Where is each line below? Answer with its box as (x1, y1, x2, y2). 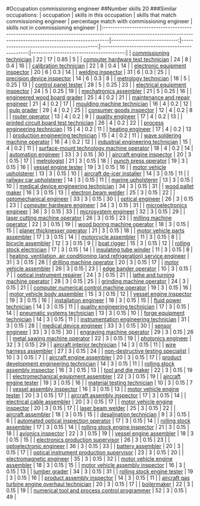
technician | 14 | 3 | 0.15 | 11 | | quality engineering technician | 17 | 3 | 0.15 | (6, 303, 189, 310)
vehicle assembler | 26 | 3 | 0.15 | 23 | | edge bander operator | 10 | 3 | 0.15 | (6, 265, 192, 272)
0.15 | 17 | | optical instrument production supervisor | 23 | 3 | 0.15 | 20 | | (6, 449, 184, 456)
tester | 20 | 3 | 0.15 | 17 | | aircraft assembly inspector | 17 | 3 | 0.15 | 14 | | (6, 392, 186, 399)
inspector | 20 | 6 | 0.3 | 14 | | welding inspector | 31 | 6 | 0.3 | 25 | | (6, 69, 171, 75)
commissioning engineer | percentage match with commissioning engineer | (6, 18, 193, 24)
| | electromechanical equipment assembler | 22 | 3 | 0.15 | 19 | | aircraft (6, 373, 181, 379)
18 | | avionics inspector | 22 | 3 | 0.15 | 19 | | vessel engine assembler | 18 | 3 (6, 430, 194, 437)
